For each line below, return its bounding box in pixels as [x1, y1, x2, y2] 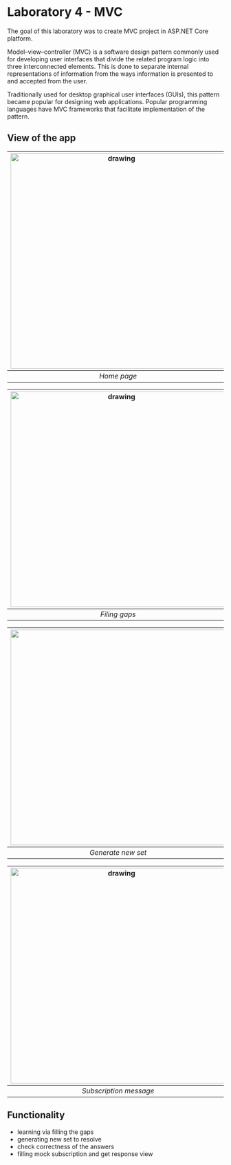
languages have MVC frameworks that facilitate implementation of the [7, 105, 205, 113]
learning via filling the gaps [16, 1128, 94, 1136]
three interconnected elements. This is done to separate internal [7, 62, 189, 70]
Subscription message [81, 1086, 155, 1095]
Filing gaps [100, 609, 136, 619]
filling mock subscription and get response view [16, 1149, 153, 1158]
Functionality [7, 1109, 65, 1121]
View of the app [7, 132, 76, 144]
